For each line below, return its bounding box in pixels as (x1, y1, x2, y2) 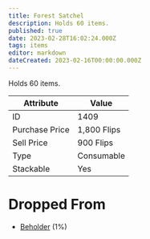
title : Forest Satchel (8, 11, 84, 20)
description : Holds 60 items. (8, 19, 110, 27)
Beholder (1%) (19, 221, 67, 231)
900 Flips (77, 137, 114, 148)
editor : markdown (8, 49, 67, 57)
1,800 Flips (77, 124, 121, 135)
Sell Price (12, 137, 48, 148)
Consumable (77, 150, 126, 161)
